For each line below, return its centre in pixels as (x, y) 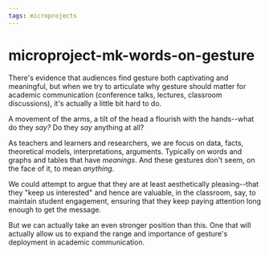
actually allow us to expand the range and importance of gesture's (118, 233)
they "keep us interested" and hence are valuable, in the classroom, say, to (132, 192)
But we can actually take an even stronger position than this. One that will (130, 225)
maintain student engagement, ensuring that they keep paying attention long (135, 200)
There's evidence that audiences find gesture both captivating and (118, 78)
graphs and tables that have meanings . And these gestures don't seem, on (132, 160)
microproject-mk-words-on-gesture (132, 55)
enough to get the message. (55, 209)
